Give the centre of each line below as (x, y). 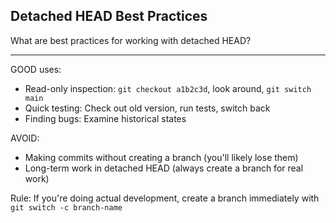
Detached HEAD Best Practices (109, 16)
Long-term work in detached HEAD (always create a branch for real (164, 168)
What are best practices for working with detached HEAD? (131, 40)
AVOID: (25, 138)
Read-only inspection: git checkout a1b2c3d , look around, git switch (168, 88)
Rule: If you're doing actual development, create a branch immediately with (165, 198)
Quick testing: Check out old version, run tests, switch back (147, 108)
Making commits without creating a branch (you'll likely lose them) (161, 157)
